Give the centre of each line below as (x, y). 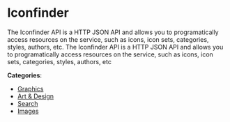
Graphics (30, 89)
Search (28, 103)
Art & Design (36, 96)
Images (28, 111)
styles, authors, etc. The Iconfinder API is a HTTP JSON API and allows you (115, 47)
